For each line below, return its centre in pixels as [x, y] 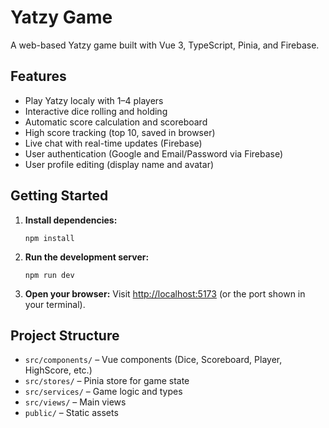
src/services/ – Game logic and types [103, 392]
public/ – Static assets [71, 413]
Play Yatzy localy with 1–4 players [94, 100]
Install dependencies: [71, 220]
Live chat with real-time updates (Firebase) [113, 143]
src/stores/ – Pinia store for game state [107, 381]
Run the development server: [87, 257]
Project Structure [65, 335]
